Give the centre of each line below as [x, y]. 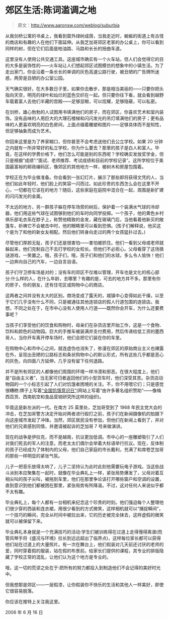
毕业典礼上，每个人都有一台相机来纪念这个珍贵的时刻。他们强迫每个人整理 [82, 502]
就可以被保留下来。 [25, 521]
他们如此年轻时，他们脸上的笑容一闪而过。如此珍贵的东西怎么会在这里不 [80, 184]
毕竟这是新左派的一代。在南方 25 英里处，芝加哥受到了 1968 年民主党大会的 [84, 407]
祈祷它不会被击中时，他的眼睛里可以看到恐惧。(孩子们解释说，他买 [88, 226]
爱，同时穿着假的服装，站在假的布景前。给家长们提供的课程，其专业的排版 [82, 551]
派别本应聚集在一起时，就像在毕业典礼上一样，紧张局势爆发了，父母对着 [84, 473]
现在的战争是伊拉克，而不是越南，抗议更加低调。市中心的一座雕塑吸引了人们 [84, 437]
